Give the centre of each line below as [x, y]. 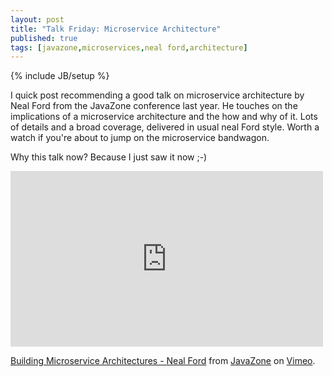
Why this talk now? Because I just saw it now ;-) [109, 157]
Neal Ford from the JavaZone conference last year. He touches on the [154, 106]
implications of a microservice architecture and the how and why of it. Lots [164, 117]
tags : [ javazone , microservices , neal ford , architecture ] [129, 47]
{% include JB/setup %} [60, 76]
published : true [44, 38]
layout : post [37, 19]
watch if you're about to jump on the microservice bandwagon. [140, 138]
